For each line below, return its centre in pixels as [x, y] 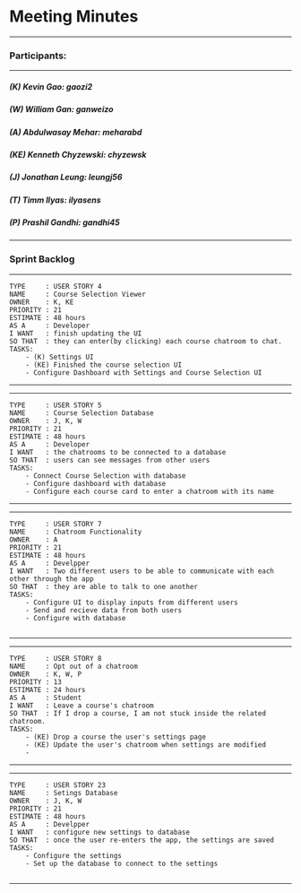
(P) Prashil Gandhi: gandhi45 [64, 222]
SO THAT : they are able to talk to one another [104, 586]
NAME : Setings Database [64, 793]
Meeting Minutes [74, 17]
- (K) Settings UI [60, 357]
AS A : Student [46, 698]
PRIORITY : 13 [36, 682]
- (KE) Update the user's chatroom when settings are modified [146, 745]
